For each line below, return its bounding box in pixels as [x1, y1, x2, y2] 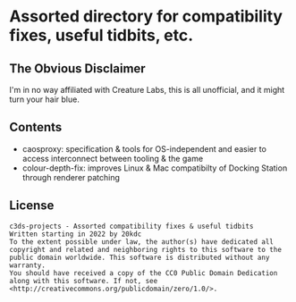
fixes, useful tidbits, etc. [9, 25, 194, 46]
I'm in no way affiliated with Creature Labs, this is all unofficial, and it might [9, 85, 285, 95]
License [9, 198, 55, 214]
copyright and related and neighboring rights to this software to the [9, 245, 282, 254]
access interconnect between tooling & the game [21, 153, 204, 164]
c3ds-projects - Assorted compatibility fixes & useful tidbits [9, 222, 254, 231]
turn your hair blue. [9, 94, 80, 105]
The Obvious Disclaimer [9, 61, 146, 76]
